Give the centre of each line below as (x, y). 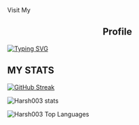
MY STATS (31, 70)
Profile (117, 32)
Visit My (19, 10)
